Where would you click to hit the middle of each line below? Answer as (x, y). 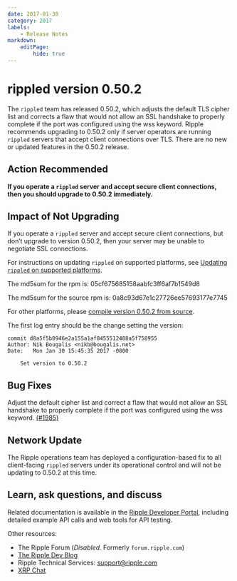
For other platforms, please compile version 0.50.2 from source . (101, 312)
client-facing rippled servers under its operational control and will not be (115, 465)
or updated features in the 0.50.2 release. (68, 146)
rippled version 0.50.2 (75, 89)
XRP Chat (32, 570)
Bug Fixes (30, 385)
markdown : (22, 41)
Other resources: (32, 533)
